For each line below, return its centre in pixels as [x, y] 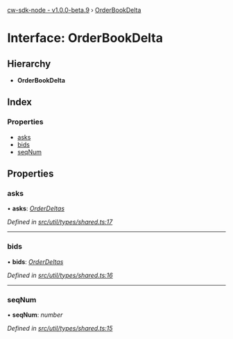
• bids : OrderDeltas [35, 262]
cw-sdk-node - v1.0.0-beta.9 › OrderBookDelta [74, 10]
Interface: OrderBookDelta [85, 38]
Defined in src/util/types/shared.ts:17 [60, 222]
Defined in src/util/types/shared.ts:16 [60, 275]
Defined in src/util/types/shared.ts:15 [60, 328]
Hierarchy [29, 64]
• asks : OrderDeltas [36, 208]
